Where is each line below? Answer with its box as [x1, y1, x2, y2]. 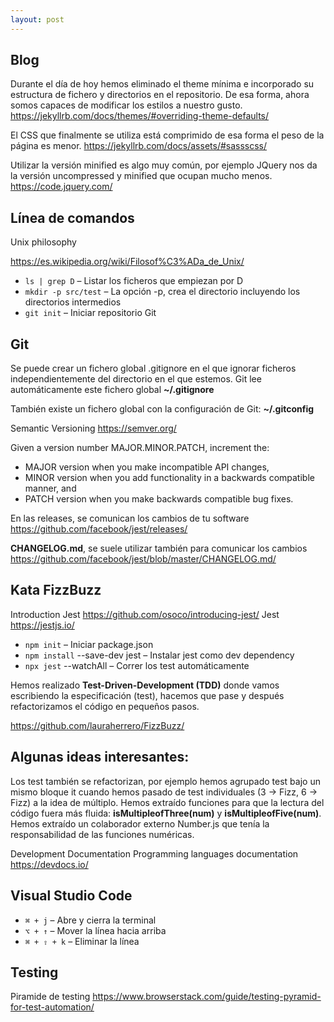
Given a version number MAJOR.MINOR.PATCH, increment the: [10, 442, 270, 454]
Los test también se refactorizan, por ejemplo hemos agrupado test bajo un [10, 775, 321, 787]
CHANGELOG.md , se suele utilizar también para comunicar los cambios [10, 542, 308, 555]
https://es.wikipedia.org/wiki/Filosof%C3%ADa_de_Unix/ [10, 256, 245, 268]
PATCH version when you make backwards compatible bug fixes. [24, 493, 294, 505]
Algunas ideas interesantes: [10, 749, 190, 766]
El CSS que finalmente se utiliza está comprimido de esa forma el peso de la [10, 129, 325, 141]
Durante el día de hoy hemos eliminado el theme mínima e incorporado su [10, 78, 315, 90]
